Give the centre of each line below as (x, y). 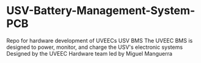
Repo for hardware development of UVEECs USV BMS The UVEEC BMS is (100, 40)
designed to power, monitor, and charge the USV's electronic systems (95, 47)
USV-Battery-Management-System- (101, 11)
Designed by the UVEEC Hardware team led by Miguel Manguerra (89, 53)
